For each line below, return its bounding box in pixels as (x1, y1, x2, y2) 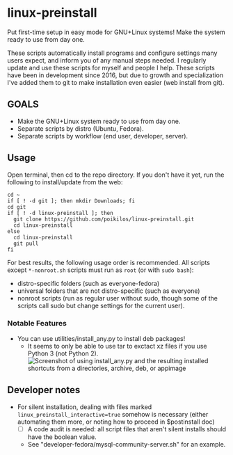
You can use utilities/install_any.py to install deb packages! (17, 334, 186, 342)
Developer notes (7, 384, 81, 396)
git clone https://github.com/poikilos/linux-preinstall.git (13, 216, 195, 223)
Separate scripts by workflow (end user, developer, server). (17, 131, 188, 140)
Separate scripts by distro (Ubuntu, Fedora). (17, 124, 144, 133)
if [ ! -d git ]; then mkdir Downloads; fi (7, 197, 136, 205)
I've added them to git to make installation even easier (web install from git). (7, 78, 225, 86)
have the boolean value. (27, 433, 97, 441)
